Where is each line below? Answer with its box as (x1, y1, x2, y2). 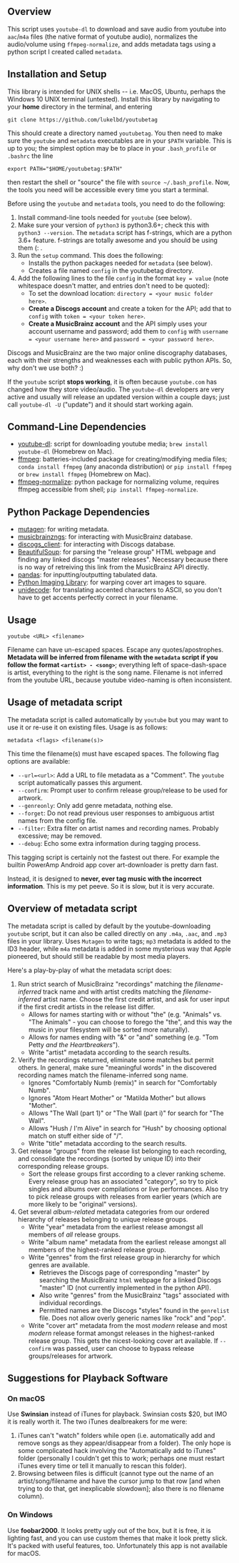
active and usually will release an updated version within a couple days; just (7, 392, 230, 401)
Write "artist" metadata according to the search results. (28, 1048, 191, 1057)
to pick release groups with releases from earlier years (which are (28, 1192, 223, 1201)
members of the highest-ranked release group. (28, 1245, 166, 1254)
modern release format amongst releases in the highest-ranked (28, 1329, 215, 1337)
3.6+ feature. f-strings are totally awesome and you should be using (17, 236, 218, 244)
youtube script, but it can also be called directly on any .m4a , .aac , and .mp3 (7, 929, 227, 938)
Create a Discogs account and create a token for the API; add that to (28, 304, 232, 313)
